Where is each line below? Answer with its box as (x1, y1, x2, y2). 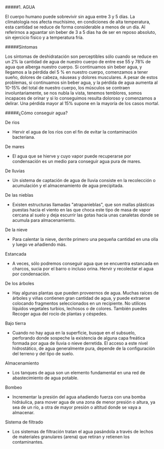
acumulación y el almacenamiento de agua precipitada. (12, 183, 124, 188)
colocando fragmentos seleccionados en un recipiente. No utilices (12, 300, 146, 306)
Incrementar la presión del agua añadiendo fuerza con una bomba (12, 394, 146, 399)
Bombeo (5, 385, 22, 390)
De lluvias (5, 168, 25, 174)
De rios (5, 120, 20, 125)
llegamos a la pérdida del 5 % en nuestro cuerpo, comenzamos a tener (5, 69, 148, 75)
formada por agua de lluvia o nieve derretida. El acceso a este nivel (12, 341, 148, 346)
